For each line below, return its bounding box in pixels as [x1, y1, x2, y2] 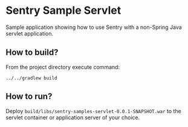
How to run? [5, 91, 53, 102]
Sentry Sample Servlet [5, 4, 122, 17]
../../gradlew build [5, 75, 58, 81]
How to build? [5, 48, 59, 58]
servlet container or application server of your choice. [5, 114, 140, 121]
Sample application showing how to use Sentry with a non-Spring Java [5, 23, 182, 31]
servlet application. [5, 29, 54, 37]
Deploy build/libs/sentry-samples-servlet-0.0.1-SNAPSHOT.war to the [5, 107, 182, 114]
